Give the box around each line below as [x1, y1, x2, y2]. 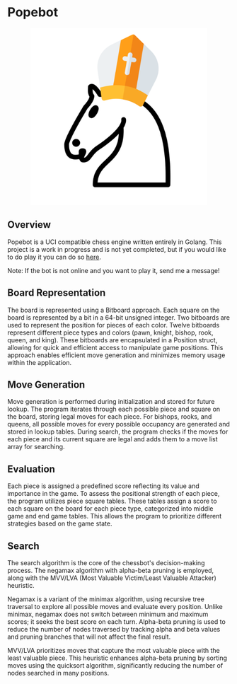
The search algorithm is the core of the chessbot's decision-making [7, 559, 205, 567]
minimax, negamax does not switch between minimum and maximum [7, 610, 209, 618]
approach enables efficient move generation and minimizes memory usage [7, 351, 226, 359]
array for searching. [7, 443, 65, 451]
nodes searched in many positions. [7, 669, 110, 677]
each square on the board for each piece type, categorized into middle [7, 504, 214, 513]
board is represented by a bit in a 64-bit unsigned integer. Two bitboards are [7, 313, 231, 322]
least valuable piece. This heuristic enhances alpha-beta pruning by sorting [7, 654, 228, 662]
